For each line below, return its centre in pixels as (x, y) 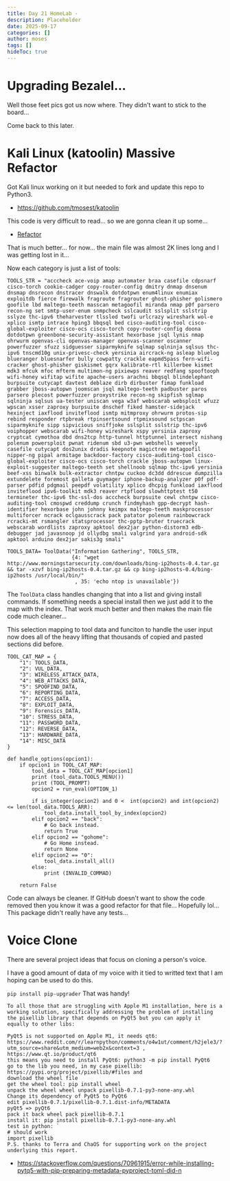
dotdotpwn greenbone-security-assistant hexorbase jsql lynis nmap (106, 335)
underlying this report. (43, 1150)
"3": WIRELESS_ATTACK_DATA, (59, 674)
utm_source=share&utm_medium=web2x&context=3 (73, 1048)
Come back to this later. (41, 125)
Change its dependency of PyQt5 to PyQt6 (67, 1096)
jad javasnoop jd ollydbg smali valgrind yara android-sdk (121, 533)
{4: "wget (85, 558)
